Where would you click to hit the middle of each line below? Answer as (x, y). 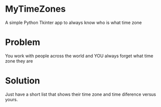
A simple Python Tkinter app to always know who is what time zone (73, 22)
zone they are (19, 61)
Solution (23, 81)
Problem (23, 42)
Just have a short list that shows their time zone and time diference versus (80, 94)
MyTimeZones (35, 9)
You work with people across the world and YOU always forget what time (79, 56)
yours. (12, 99)
